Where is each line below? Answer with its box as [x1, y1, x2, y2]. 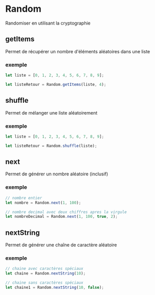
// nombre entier [5, 195, 42, 200]
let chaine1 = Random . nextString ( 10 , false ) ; [5, 285, 104, 290]
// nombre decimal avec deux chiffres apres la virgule [5, 209, 127, 215]
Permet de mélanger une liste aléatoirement [5, 109, 98, 116]
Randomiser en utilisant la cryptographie [5, 20, 91, 26]
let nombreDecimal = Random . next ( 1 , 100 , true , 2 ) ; [5, 214, 118, 219]
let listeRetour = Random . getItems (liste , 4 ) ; [5, 82, 106, 87]
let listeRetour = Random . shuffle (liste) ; [5, 143, 97, 148]
